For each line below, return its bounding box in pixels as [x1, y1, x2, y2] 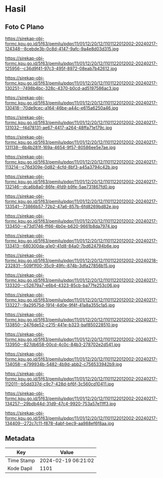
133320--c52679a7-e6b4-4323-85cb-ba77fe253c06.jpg [5, 282, 120, 288]
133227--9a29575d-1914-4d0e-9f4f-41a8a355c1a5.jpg [5, 302, 115, 308]
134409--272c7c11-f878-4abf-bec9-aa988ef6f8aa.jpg [5, 421, 114, 426]
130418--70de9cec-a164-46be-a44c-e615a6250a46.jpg [5, 105, 118, 111]
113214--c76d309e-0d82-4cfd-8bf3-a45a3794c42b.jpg [5, 164, 118, 170]
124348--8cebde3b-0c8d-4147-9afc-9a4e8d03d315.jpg [5, 46, 119, 51]
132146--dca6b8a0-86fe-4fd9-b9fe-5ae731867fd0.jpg [5, 184, 115, 190]
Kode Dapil [7, 465, 33, 472]
